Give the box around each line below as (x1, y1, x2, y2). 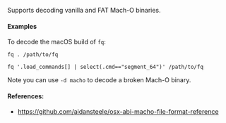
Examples (7, 22, 37, 30)
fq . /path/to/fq (7, 51, 59, 58)
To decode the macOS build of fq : (7, 38, 106, 46)
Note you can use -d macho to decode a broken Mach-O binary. (7, 76, 191, 84)
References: (7, 91, 44, 101)
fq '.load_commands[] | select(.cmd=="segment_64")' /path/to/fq (7, 63, 203, 71)
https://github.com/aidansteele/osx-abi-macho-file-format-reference (17, 108, 219, 116)
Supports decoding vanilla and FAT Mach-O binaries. (7, 6, 161, 14)
